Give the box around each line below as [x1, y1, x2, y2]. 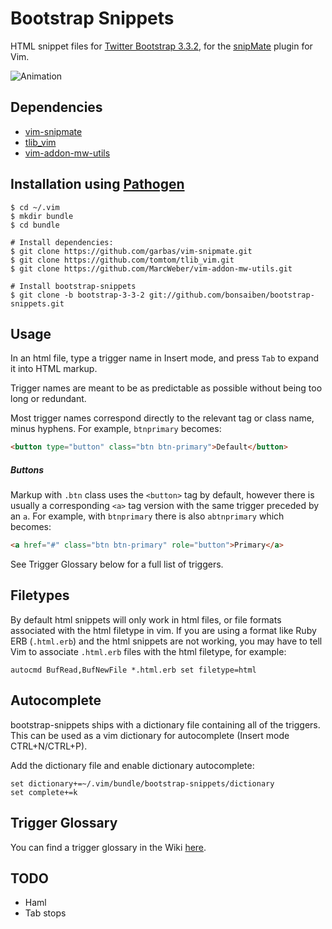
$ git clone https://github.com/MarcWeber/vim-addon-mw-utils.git [10, 263, 293, 274]
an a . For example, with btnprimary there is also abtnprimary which [10, 510, 285, 522]
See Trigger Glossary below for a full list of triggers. [10, 558, 224, 571]
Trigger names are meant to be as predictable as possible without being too [10, 382, 323, 394]
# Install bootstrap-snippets [10, 281, 137, 291]
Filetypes [10, 587, 70, 604]
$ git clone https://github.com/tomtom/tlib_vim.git [10, 255, 235, 265]
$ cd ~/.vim [10, 202, 60, 212]
